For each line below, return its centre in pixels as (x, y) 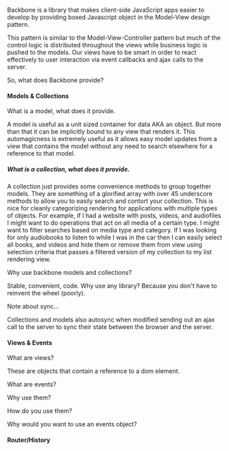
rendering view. (29, 259)
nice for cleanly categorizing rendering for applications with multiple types (112, 208)
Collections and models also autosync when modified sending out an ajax (111, 320)
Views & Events (30, 343)
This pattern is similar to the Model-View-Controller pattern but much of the (114, 38)
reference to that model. (41, 154)
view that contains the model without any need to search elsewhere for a (110, 146)
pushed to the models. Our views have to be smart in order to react (102, 52)
